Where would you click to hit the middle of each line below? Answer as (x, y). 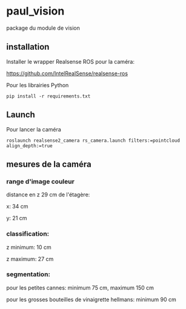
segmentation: (28, 274)
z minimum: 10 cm (29, 247)
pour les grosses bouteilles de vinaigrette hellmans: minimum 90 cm (91, 299)
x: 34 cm (17, 207)
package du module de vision (43, 28)
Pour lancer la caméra (34, 129)
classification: (28, 234)
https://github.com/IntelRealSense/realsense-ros (67, 73)
